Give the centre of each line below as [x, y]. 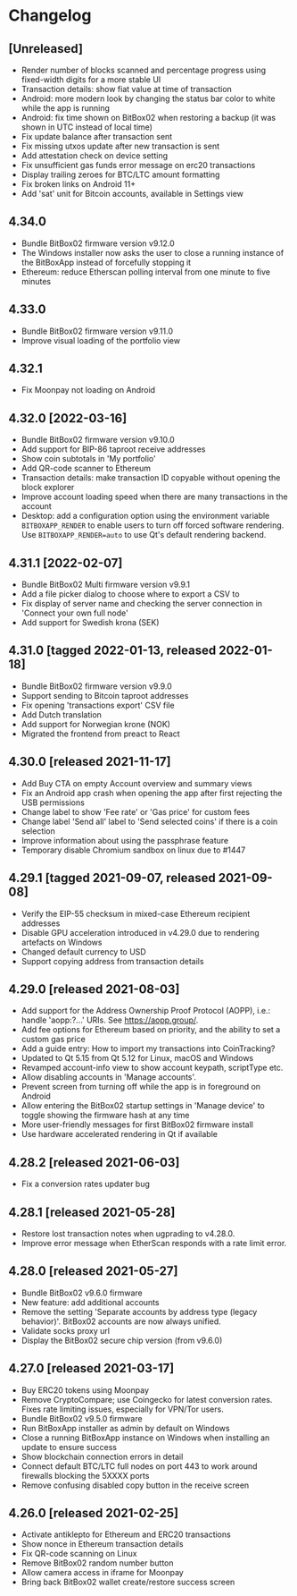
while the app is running [66, 108]
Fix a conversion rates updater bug [86, 1184]
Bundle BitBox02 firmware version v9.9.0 [97, 686]
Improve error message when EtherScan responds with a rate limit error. [154, 1243]
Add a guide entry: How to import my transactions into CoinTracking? [148, 1048]
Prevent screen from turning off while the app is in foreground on [140, 1087]
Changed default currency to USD [83, 951]
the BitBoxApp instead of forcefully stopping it [106, 262]
